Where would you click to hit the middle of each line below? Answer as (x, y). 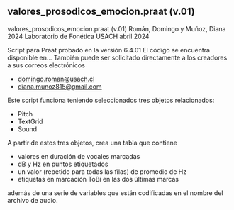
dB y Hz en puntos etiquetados (63, 164)
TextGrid (30, 121)
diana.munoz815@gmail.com (60, 86)
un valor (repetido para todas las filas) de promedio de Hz (102, 171)
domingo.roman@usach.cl (56, 79)
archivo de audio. (33, 200)
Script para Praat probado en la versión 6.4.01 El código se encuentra (109, 50)
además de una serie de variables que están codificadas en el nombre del (115, 193)
